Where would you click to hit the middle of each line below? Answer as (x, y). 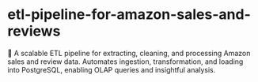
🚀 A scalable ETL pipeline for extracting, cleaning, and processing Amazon (129, 53)
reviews (34, 31)
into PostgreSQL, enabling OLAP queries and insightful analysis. (112, 69)
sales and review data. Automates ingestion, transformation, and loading (125, 61)
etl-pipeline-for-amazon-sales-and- (129, 15)
